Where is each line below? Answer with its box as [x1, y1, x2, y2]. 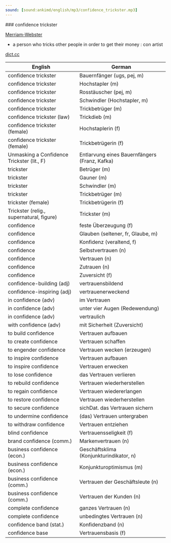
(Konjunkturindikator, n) [79, 452, 136, 459]
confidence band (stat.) [8, 521, 65, 528]
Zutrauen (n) [79, 263, 110, 270]
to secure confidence [8, 404, 59, 411]
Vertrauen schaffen [79, 338, 126, 345]
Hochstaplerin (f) [79, 125, 121, 132]
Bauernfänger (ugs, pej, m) [79, 72, 144, 79]
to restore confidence [8, 396, 60, 403]
